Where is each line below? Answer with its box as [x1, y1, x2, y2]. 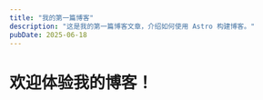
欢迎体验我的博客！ [9, 72, 154, 93]
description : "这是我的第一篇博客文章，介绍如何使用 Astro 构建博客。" [9, 22, 256, 31]
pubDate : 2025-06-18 [9, 30, 88, 39]
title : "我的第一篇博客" [9, 13, 94, 23]
